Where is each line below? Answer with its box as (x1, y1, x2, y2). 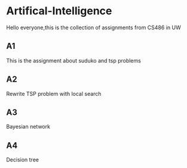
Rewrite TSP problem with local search (6, 90, 102, 97)
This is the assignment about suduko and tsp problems (6, 57, 142, 64)
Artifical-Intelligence (6, 4, 112, 18)
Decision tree (6, 156, 39, 163)
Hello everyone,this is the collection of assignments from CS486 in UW (6, 24, 181, 31)
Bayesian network (6, 123, 51, 130)
